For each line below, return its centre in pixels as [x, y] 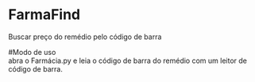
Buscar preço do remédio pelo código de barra [85, 37]
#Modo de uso [32, 52]
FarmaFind [44, 15]
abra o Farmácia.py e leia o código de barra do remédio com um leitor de [128, 61]
